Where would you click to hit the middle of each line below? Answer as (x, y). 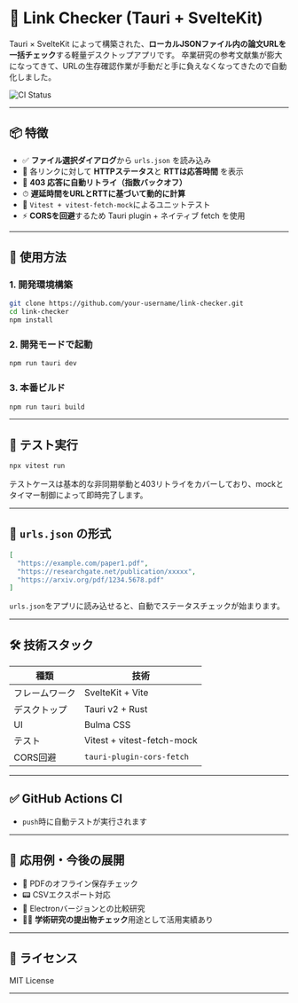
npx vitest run (37, 466)
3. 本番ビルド (37, 388)
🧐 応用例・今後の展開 (67, 861)
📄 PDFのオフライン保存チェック (80, 883)
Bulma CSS (107, 725)
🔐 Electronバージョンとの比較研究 (83, 908)
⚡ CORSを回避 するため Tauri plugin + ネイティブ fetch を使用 (133, 215)
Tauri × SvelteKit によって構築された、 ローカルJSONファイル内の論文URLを (148, 43)
